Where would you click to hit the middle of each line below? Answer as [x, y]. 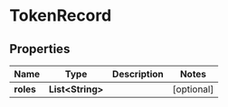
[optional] [193, 89]
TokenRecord [61, 16]
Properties [40, 49]
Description [138, 74]
